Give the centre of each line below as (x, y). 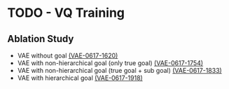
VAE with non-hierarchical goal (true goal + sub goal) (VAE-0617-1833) (119, 70)
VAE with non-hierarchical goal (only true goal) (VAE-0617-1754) (110, 63)
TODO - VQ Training (66, 13)
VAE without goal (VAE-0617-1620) (68, 55)
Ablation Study (41, 39)
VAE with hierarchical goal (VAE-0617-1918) (80, 78)
